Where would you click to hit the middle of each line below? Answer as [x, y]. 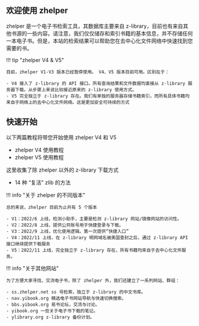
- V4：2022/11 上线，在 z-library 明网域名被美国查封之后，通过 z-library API [97, 238]
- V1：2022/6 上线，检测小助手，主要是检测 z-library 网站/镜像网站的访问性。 [94, 219]
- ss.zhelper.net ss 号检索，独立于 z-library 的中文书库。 [76, 292]
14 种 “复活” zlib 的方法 [43, 182]
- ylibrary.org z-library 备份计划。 [50, 317]
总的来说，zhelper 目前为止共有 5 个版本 [52, 207]
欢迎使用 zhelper [37, 11]
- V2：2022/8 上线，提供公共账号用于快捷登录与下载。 [65, 225]
